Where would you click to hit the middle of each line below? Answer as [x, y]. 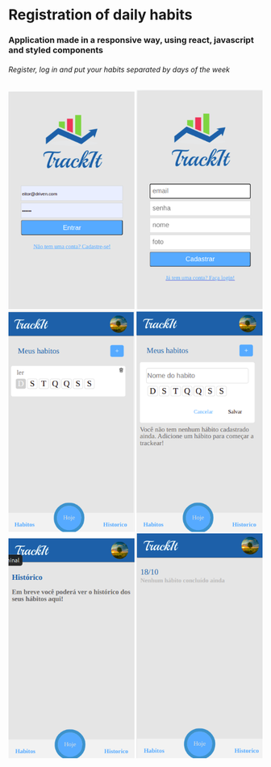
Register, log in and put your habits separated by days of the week [119, 69]
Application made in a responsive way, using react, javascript [131, 40]
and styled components [56, 50]
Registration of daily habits [100, 15]
